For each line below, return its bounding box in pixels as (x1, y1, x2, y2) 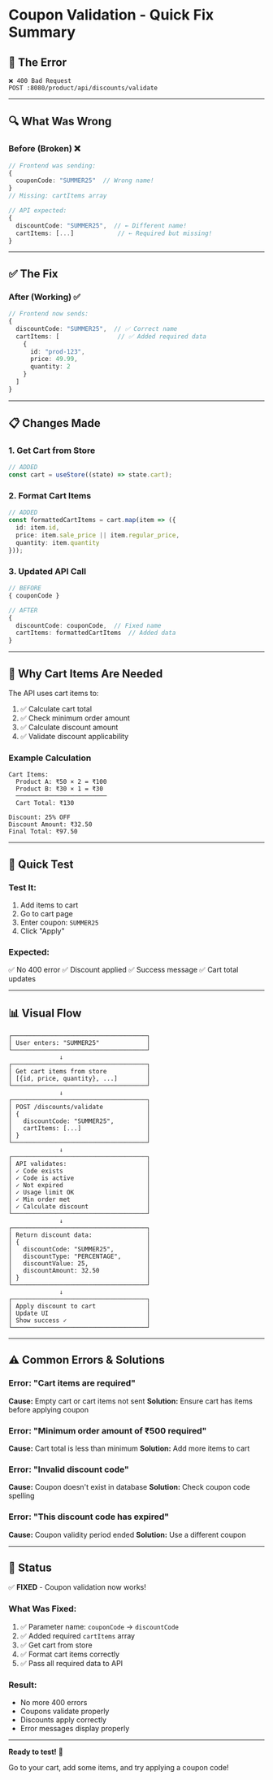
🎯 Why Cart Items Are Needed (8, 667, 163, 681)
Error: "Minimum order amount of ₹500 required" (8, 1425, 207, 1436)
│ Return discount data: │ (8, 1231, 151, 1239)
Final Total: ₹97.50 (8, 828, 79, 836)
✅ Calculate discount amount (19, 722, 119, 732)
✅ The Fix (8, 267, 58, 281)
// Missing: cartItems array (8, 192, 107, 200)
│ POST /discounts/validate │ (8, 1103, 151, 1112)
